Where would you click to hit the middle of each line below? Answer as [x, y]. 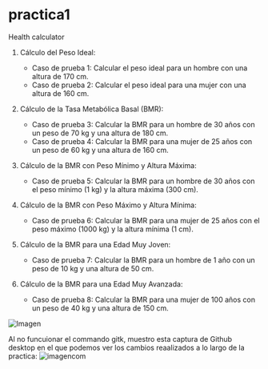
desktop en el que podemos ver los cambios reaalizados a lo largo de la [127, 347]
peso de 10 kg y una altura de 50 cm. [93, 268]
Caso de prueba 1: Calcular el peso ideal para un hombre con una [140, 68]
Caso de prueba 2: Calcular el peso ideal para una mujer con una [139, 85]
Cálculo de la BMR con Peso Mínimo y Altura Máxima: [108, 165]
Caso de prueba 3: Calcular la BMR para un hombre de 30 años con [144, 124]
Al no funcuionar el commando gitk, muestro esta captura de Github [120, 339]
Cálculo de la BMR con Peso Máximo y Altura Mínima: [108, 205]
